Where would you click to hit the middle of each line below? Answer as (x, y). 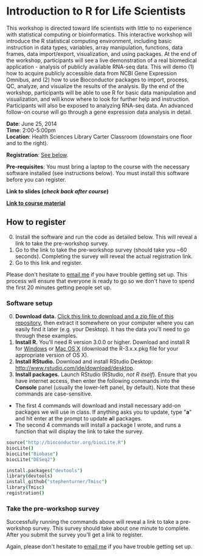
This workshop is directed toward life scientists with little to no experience (99, 28)
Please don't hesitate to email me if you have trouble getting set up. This (97, 274)
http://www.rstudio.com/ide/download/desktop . (75, 368)
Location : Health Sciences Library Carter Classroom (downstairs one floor (99, 136)
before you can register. (36, 179)
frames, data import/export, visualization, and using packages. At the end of (102, 53)
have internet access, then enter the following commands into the (97, 381)
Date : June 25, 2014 (32, 123)
